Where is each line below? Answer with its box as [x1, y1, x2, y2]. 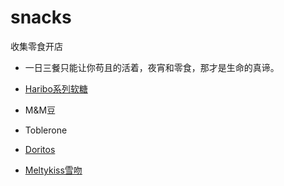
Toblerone [24, 124, 68, 136]
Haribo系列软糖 [24, 82, 88, 95]
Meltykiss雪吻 [24, 164, 83, 176]
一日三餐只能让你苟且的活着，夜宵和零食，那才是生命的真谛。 [24, 61, 280, 73]
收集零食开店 [10, 40, 63, 52]
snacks [10, 6, 72, 29]
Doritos [24, 143, 56, 155]
